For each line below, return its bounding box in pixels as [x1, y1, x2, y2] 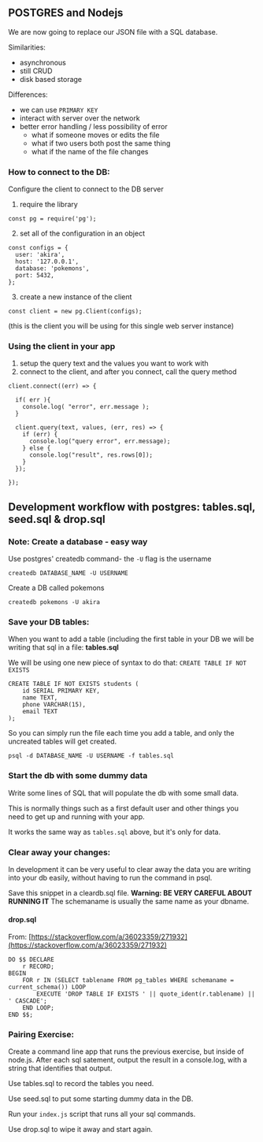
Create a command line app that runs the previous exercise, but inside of [8, 1047, 244, 1056]
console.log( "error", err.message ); [22, 403, 150, 411]
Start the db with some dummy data [8, 770, 148, 781]
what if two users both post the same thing [31, 138, 171, 148]
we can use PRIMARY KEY [19, 105, 98, 114]
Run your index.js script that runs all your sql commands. [8, 1110, 196, 1119]
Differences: [8, 90, 49, 99]
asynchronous [19, 57, 67, 67]
